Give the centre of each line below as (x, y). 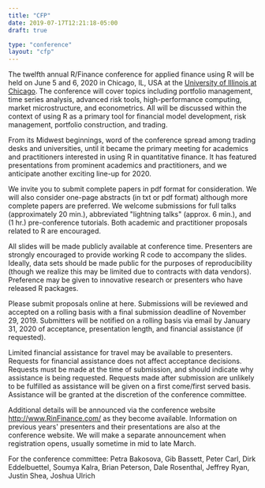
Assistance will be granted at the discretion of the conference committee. (127, 395)
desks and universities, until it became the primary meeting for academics (128, 149)
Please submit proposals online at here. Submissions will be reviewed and (128, 304)
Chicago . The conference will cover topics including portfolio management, (131, 91)
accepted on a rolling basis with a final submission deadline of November (127, 312)
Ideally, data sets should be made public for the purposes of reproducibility (130, 263)
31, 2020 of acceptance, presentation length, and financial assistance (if (126, 329)
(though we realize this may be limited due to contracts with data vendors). (130, 272)
